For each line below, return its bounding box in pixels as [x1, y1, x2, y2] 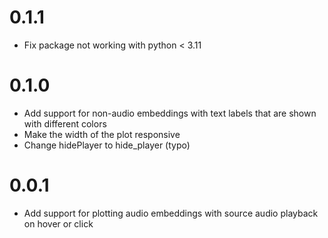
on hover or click [23, 217, 94, 230]
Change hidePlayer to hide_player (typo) [23, 139, 191, 151]
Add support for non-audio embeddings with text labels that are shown [23, 107, 317, 119]
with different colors [23, 117, 107, 130]
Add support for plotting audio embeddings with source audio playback [23, 207, 319, 219]
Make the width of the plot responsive [23, 128, 181, 140]
